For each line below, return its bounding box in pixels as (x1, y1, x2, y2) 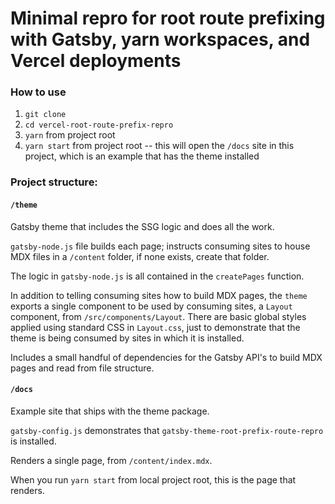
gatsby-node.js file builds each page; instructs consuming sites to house (10, 240, 311, 252)
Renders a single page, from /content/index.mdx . (10, 454, 213, 466)
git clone (24, 110, 67, 120)
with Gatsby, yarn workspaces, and (10, 28, 311, 51)
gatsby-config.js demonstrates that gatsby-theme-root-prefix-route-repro (10, 424, 324, 436)
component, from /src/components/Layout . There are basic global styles (10, 310, 307, 322)
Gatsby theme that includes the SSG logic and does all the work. (10, 220, 275, 232)
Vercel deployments (10, 50, 182, 72)
